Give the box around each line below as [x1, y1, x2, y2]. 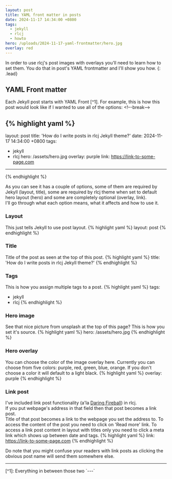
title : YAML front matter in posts [5, 12, 81, 17]
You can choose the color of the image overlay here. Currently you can [5, 359, 155, 365]
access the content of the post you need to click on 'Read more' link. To [5, 422, 157, 428]
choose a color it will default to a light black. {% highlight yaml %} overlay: [5, 369, 162, 376]
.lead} [5, 70, 18, 77]
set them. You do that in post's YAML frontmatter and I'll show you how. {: [5, 65, 161, 71]
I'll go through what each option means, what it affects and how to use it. [5, 200, 159, 206]
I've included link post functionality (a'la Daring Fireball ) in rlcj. [5, 400, 137, 406]
